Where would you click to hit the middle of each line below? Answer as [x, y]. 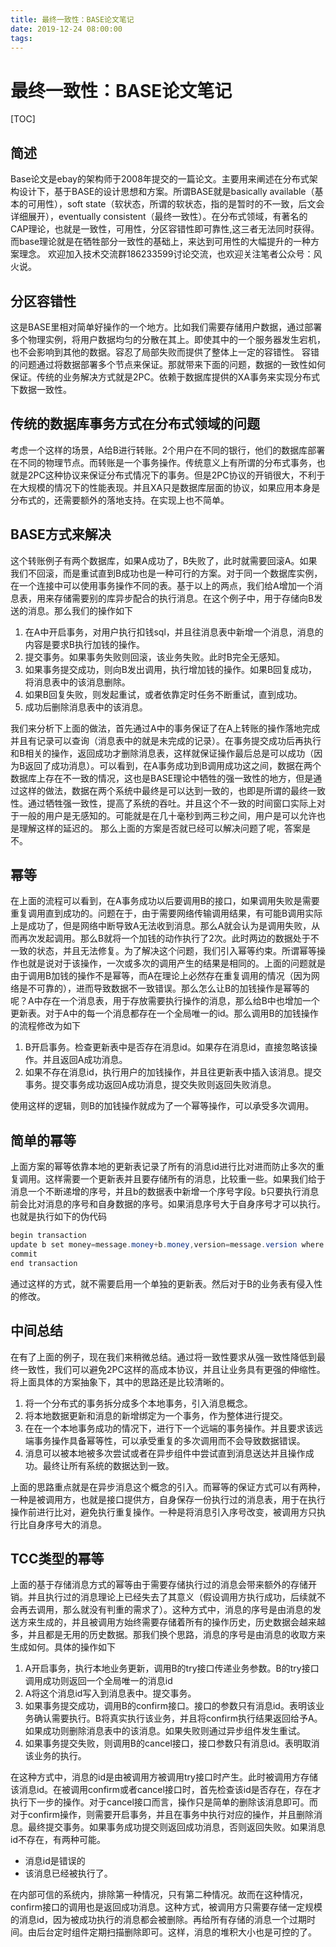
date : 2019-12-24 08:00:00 [66, 29]
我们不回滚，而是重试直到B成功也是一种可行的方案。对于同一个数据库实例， [166, 573]
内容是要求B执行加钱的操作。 [84, 644]
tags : [21, 38]
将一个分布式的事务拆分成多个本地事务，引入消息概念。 [138, 1403]
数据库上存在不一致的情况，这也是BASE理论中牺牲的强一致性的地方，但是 [162, 778]
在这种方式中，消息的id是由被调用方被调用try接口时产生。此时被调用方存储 [164, 1777]
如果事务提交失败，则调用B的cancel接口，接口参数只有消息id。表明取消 [172, 1743]
